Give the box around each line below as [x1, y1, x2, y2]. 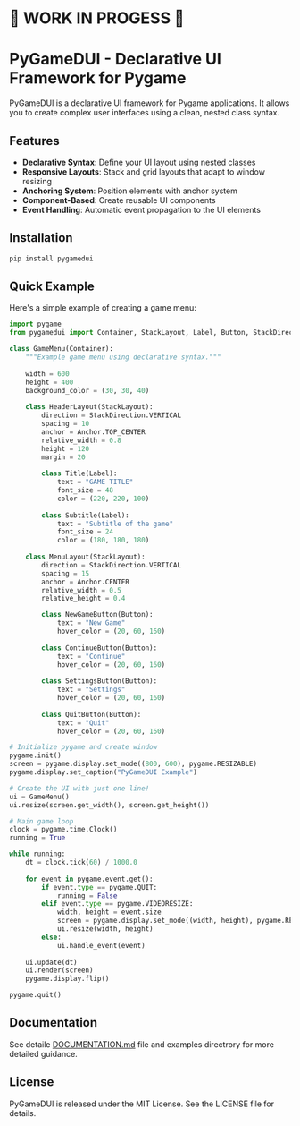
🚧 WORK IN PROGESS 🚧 [9, 8, 185, 29]
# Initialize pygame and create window [9, 743, 158, 752]
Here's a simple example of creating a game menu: [9, 303, 196, 313]
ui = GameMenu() [9, 792, 70, 801]
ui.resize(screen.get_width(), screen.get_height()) [9, 800, 210, 809]
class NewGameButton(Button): [41, 610, 154, 619]
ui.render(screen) [25, 966, 94, 975]
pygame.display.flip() [25, 975, 110, 984]
